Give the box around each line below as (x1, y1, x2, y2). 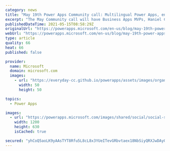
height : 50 (18, 87, 42, 92)
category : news (5, 7, 37, 13)
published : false (5, 50, 42, 55)
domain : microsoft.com (10, 68, 58, 73)
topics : (5, 96, 22, 101)
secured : (5, 138, 24, 143)
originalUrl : (5, 26, 33, 31)
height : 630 (14, 125, 39, 130)
